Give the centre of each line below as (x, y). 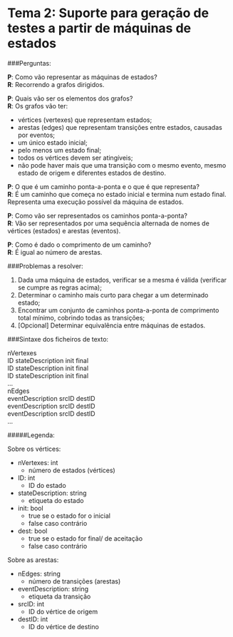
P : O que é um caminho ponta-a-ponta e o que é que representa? (103, 186)
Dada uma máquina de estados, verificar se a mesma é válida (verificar (122, 280)
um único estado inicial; (52, 142)
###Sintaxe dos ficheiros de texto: (58, 339)
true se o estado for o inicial (69, 516)
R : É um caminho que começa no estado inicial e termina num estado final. (117, 194)
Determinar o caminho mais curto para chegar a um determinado (113, 295)
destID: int (33, 619)
